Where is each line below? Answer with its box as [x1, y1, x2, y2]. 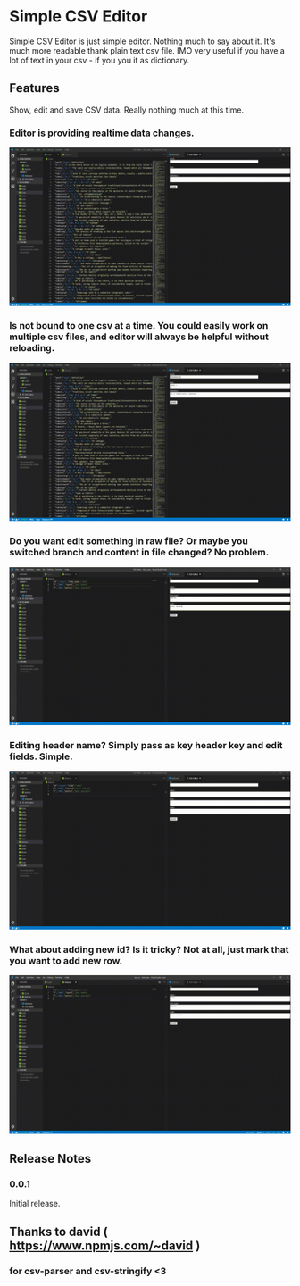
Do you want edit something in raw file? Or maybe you [9, 535, 248, 547]
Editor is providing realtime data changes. [9, 127, 195, 139]
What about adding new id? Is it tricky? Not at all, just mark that [9, 943, 289, 956]
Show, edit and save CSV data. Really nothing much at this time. [9, 104, 245, 115]
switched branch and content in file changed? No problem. [9, 547, 270, 559]
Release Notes [9, 1151, 92, 1166]
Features [9, 80, 60, 96]
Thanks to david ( [9, 1223, 109, 1239]
